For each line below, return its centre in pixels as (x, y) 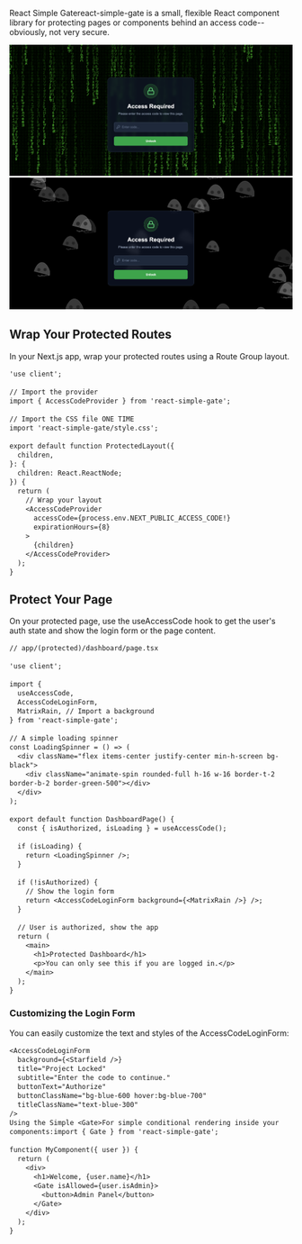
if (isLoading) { (50, 847)
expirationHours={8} (71, 527)
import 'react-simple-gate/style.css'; (84, 428)
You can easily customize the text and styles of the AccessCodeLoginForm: (149, 1033)
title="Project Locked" (62, 1068)
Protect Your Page (61, 599)
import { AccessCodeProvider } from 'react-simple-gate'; (120, 401)
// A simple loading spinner (64, 739)
